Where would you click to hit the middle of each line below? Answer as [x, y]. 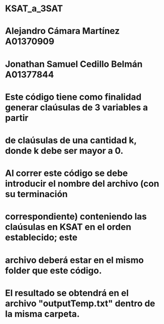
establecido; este [41, 238]
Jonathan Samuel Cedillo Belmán [74, 64]
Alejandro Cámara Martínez [63, 31]
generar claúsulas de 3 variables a [77, 107]
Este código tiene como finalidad [73, 97]
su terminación [36, 194]
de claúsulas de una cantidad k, [71, 140]
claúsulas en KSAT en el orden [68, 227]
